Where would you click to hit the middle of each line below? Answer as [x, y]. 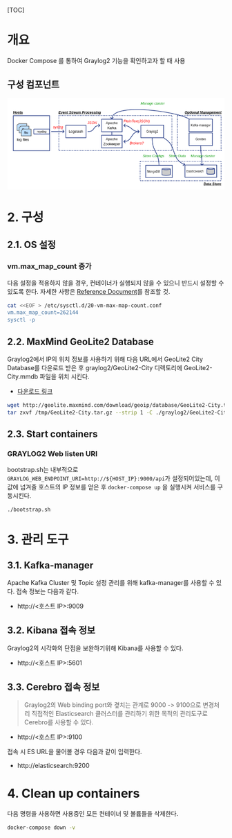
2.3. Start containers [52, 434]
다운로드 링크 [35, 391]
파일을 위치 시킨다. [65, 376]
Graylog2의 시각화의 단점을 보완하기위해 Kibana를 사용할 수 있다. [96, 648]
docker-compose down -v [41, 828]
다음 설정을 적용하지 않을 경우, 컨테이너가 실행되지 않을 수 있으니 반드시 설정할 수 [116, 283]
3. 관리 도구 [38, 539]
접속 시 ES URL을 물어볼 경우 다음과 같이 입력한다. [75, 752]
